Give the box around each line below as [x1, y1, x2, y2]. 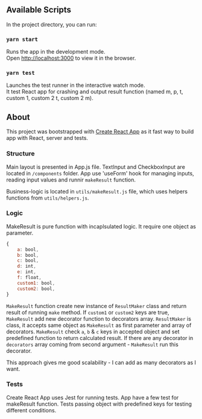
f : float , [17, 274, 42, 281]
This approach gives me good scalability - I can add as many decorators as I [6, 359, 197, 366]
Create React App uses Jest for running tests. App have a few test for [6, 394, 179, 401]
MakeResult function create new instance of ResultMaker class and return [6, 302, 187, 309]
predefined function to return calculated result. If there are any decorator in [6, 334, 194, 341]
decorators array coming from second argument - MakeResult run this [6, 341, 179, 348]
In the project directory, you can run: [6, 20, 97, 28]
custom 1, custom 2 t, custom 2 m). [6, 95, 93, 102]
